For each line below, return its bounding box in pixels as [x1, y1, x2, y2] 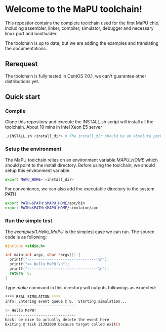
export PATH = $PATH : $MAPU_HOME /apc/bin [5, 201, 85, 206]
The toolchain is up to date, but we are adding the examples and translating [5, 40, 159, 46]
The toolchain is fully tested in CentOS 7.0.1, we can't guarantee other [5, 73, 147, 79]
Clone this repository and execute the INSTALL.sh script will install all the [5, 119, 154, 125]
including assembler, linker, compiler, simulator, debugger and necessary [5, 25, 154, 31]
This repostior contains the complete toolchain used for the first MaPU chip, [5, 20, 160, 26]
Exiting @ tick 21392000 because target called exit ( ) [5, 322, 121, 327]
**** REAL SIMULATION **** [5, 294, 61, 299]
